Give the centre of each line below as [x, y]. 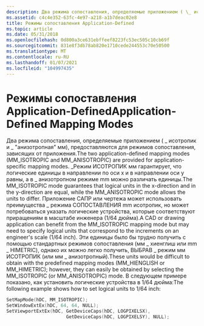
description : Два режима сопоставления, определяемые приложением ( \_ [99, 12]
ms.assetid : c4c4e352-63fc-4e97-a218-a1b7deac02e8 [72, 18]
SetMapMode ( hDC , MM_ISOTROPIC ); [47, 300]
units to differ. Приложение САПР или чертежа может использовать [94, 199]
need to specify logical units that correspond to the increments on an [93, 231]
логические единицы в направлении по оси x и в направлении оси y [95, 173]
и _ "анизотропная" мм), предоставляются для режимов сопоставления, [101, 147]
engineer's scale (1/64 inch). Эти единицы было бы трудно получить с [96, 238]
